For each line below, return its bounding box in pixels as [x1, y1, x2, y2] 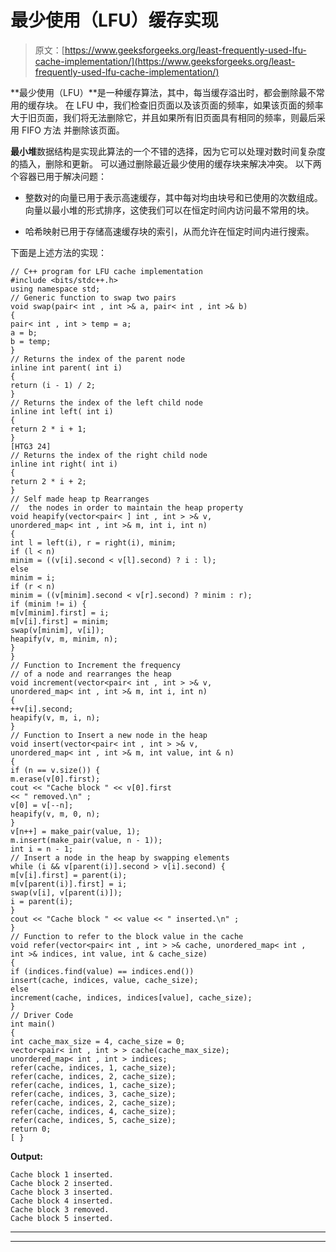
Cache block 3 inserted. [10, 1187, 114, 1197]
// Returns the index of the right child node [10, 450, 208, 460]
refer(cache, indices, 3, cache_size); [10, 1089, 177, 1099]
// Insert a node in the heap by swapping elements [10, 852, 230, 863]
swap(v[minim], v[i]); [10, 625, 105, 635]
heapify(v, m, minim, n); [10, 634, 118, 644]
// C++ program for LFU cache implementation [10, 266, 203, 276]
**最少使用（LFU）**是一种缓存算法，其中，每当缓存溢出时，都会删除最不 [10, 86, 317, 98]
